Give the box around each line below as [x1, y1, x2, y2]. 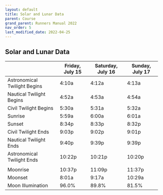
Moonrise [7, 166, 29, 173]
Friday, [65, 62, 81, 69]
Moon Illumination [7, 182, 49, 189]
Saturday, [95, 62, 118, 69]
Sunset [7, 120, 24, 127]
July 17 [132, 68, 150, 75]
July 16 [97, 68, 115, 75]
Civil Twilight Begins [7, 104, 53, 111]
